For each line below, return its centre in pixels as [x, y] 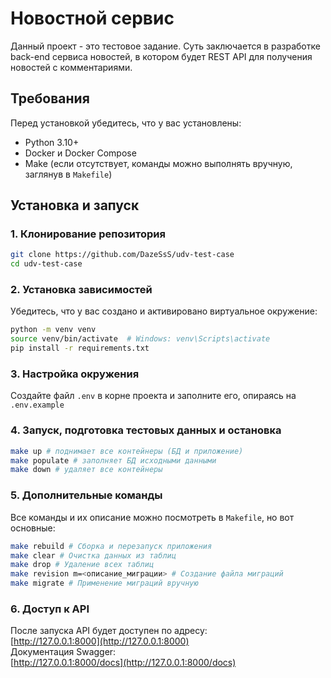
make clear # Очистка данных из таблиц [93, 555]
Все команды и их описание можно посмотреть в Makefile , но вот [152, 517]
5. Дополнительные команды [86, 495]
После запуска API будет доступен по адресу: [109, 631]
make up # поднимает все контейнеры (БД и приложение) [127, 451]
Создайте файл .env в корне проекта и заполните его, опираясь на [153, 396]
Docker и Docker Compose [80, 153]
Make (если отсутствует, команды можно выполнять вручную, [158, 163]
